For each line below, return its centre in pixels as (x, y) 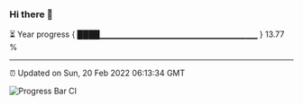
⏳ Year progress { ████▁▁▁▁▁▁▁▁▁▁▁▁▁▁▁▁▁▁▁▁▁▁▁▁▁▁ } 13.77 (147, 34)
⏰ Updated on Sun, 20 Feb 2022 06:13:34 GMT (97, 73)
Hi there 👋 (32, 14)
